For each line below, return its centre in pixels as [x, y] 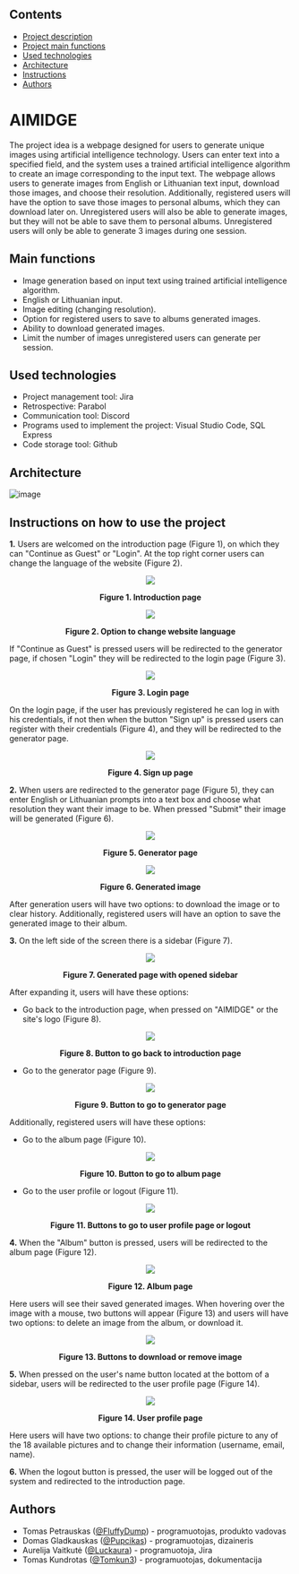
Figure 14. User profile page [150, 1418]
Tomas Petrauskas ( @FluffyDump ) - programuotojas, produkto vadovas [154, 1531]
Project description [57, 36]
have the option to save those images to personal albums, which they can [145, 202]
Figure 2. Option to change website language [150, 631]
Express [37, 435]
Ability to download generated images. [94, 328]
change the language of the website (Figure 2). [96, 563]
